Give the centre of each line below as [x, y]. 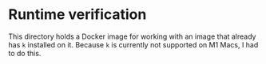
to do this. [25, 53]
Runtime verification [77, 15]
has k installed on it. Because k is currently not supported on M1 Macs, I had [133, 44]
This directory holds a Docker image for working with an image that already [132, 36]
